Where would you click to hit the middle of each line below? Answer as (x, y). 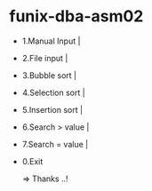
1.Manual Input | (51, 41)
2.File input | (45, 58)
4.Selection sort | (54, 92)
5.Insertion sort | (52, 109)
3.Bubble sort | (49, 75)
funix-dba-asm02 (76, 16)
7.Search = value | (55, 144)
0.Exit (32, 161)
